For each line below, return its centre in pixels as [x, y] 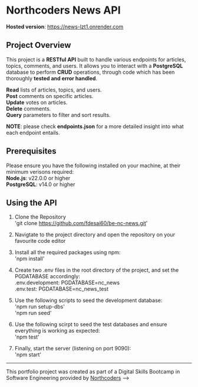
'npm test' [27, 337]
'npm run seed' [33, 313]
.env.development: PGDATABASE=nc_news [67, 283]
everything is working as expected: [57, 331]
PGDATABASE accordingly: [47, 277]
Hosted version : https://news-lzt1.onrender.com [65, 27]
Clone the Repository [40, 217]
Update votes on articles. [37, 102]
